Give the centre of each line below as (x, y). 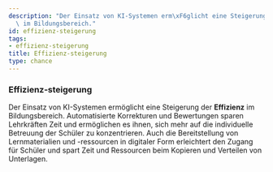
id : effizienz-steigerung (52, 31)
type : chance (30, 62)
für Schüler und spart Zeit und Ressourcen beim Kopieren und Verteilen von (135, 150)
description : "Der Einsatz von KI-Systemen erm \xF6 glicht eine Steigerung (138, 16)
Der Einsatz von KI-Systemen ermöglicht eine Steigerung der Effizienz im (132, 107)
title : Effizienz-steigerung (58, 54)
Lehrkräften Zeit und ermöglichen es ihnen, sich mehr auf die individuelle (131, 125)
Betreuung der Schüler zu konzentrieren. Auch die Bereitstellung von (123, 133)
